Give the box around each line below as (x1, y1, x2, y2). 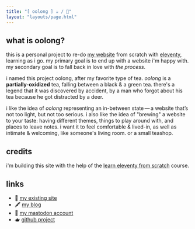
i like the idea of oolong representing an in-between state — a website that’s (6, 105, 189, 112)
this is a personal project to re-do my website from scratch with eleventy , (6, 51, 182, 58)
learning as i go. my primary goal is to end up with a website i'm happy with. (6, 57, 189, 64)
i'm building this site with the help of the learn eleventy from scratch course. (6, 162, 190, 169)
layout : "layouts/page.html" (6, 14, 77, 20)
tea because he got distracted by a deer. (6, 93, 104, 100)
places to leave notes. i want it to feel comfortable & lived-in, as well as (6, 123, 177, 130)
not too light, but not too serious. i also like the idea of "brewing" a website (6, 111, 186, 118)
